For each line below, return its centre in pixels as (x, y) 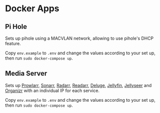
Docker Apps (32, 9)
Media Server (26, 74)
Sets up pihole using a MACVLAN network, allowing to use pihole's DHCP (79, 38)
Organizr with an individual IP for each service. (52, 90)
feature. (13, 44)
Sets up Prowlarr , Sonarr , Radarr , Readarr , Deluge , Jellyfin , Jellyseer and (79, 85)
